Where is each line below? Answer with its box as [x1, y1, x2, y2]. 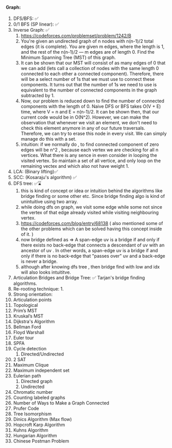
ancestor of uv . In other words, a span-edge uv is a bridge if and [20, 248, 158, 254]
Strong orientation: [13, 292, 53, 298]
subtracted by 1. [20, 93, 55, 99]
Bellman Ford [13, 324, 41, 330]
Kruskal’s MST [13, 313, 44, 319]
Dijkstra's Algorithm [13, 319, 55, 325]
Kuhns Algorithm [13, 427, 48, 433]
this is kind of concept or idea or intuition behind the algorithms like [20, 188, 163, 194]
